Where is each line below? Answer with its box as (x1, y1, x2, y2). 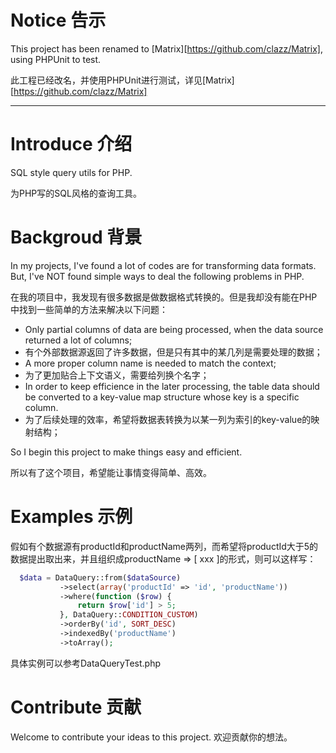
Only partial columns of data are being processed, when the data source (24, 323, 324, 335)
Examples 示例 (10, 506, 133, 528)
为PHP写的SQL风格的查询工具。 (10, 187, 142, 199)
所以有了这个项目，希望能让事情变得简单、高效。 (10, 466, 212, 478)
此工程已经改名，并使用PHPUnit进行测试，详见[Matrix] (10, 74, 235, 86)
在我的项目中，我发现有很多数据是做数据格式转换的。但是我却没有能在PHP (10, 291, 318, 303)
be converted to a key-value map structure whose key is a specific (24, 391, 300, 403)
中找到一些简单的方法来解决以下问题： (10, 303, 168, 315)
